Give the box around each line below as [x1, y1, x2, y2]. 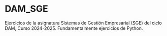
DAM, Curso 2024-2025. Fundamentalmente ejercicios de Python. [5, 25, 143, 31]
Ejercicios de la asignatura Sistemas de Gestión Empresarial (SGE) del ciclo [5, 20, 162, 26]
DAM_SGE [5, 3, 49, 15]
